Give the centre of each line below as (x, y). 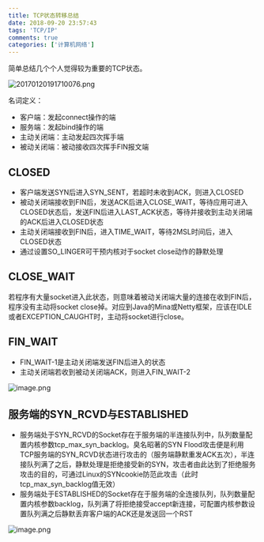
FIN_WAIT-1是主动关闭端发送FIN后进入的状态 (92, 362)
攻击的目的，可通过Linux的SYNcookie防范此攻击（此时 (109, 474)
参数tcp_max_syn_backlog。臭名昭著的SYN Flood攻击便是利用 (142, 445)
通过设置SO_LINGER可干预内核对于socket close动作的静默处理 (121, 251)
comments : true (33, 38)
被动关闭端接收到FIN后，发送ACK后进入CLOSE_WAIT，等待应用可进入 (134, 201)
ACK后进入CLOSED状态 (65, 221)
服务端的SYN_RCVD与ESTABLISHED (98, 414)
